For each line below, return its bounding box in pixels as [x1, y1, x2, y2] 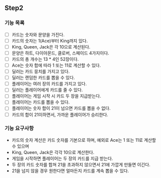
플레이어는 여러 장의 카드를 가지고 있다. [11, 81, 87, 87]
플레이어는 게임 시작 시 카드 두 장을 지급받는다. [11, 93, 101, 99]
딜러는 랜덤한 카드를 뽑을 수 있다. [11, 75, 75, 80]
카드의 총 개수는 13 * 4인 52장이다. [11, 56, 79, 62]
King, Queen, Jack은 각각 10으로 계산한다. [11, 149, 95, 155]
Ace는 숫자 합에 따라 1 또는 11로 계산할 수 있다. [11, 62, 101, 68]
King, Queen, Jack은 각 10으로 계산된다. [11, 44, 91, 50]
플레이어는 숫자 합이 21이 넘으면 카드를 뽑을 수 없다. [11, 105, 111, 111]
